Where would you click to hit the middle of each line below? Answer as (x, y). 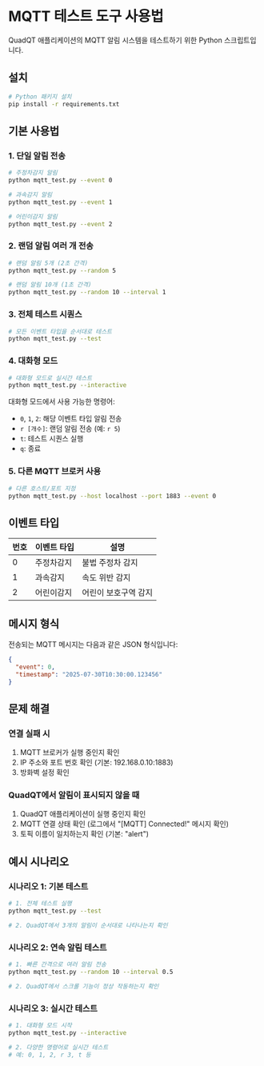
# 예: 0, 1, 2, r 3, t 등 (50, 1055)
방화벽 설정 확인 (44, 773)
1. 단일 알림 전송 (37, 155)
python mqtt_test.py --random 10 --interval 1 (87, 293)
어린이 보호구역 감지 (118, 593)
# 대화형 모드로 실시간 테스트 (50, 378)
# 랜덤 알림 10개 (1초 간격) (50, 285)
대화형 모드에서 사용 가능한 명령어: (62, 401)
